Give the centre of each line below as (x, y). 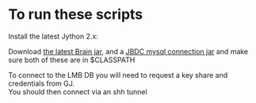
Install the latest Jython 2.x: (53, 36)
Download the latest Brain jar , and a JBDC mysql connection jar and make (128, 51)
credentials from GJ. (42, 83)
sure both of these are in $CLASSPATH (72, 60)
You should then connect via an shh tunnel (78, 91)
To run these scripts (76, 15)
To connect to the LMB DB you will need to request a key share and (118, 75)
